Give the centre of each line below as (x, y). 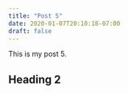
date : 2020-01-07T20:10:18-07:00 (64, 23)
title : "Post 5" (35, 16)
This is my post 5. (37, 54)
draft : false (30, 31)
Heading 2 (35, 79)
